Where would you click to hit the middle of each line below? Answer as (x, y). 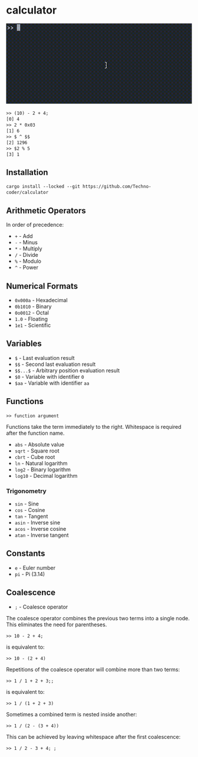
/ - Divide (26, 255)
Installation (27, 172)
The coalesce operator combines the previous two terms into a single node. (98, 618)
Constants (26, 553)
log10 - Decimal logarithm (46, 475)
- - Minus (26, 243)
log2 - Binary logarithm (42, 470)
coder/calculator (27, 193)
